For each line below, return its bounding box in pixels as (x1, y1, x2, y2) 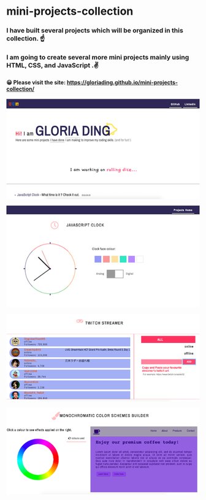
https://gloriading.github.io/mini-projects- (66, 79, 178, 86)
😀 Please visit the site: (6, 79, 66, 86)
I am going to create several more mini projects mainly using (6, 53, 189, 62)
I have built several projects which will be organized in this (6, 26, 184, 35)
